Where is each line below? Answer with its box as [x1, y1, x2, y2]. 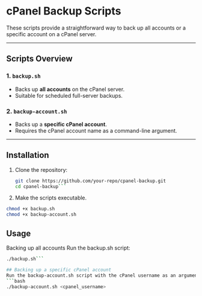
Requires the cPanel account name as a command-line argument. [14, 127, 177, 134]
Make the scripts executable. [14, 194, 87, 201]
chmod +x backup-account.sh [6, 212, 77, 218]
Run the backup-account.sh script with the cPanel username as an [6, 272, 176, 279]
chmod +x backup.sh [6, 206, 55, 212]
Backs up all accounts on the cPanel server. [14, 86, 125, 93]
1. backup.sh [6, 72, 41, 80]
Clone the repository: [14, 166, 68, 173]
